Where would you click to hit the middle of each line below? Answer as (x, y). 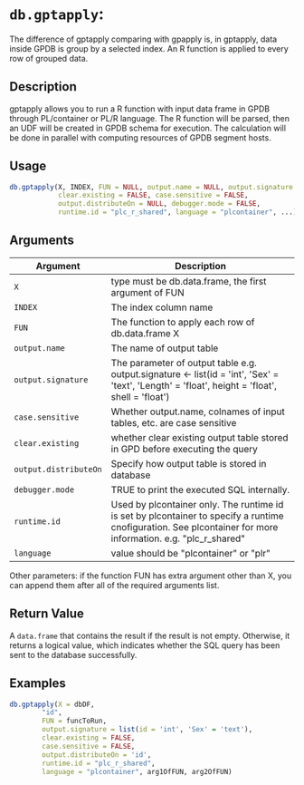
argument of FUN (148, 292)
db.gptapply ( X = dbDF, (52, 704)
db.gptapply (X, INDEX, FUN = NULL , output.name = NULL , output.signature (152, 187)
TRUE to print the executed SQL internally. (200, 489)
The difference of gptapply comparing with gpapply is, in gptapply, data (143, 39)
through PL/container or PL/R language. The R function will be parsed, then (150, 118)
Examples (38, 683)
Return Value (47, 614)
